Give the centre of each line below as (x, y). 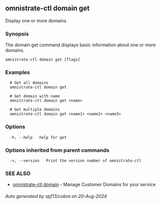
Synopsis (17, 34)
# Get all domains (29, 83)
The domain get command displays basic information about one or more (80, 45)
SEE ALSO (18, 173)
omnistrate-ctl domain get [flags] (43, 60)
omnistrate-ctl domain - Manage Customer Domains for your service (84, 185)
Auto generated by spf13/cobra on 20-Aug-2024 (56, 196)
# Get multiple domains (35, 110)
